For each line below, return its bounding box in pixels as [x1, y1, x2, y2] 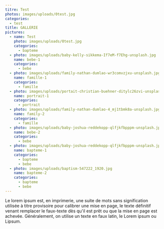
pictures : [5, 30, 25, 35]
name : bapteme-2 [14, 170, 47, 176]
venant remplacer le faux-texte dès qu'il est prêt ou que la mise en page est [5, 208, 158, 214]
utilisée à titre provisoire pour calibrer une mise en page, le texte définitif [5, 203, 151, 208]
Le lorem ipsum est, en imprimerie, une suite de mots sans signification [5, 197, 148, 203]
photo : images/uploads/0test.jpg [14, 39, 82, 44]
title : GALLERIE [5, 25, 38, 30]
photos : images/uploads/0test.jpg [5, 12, 76, 17]
